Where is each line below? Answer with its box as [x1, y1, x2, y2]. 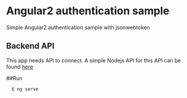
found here [6, 63, 33, 70]
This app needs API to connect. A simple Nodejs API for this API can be [6, 56, 181, 64]
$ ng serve [11, 86, 39, 92]
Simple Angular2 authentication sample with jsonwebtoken [6, 24, 150, 31]
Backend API [6, 41, 55, 51]
